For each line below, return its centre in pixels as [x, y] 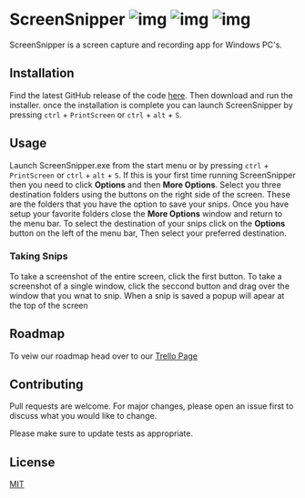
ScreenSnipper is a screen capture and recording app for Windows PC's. [146, 45]
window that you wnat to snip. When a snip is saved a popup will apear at [147, 295]
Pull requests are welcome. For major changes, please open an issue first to [152, 406]
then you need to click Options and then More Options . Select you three [146, 184]
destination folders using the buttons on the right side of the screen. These [150, 194]
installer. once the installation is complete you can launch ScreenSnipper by [151, 105]
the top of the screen [49, 305]
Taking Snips [39, 257]
